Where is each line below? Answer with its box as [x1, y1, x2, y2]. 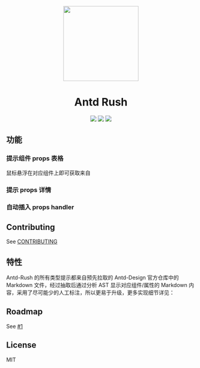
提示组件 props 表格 [6, 154, 64, 163]
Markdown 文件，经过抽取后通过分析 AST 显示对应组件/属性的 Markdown [6, 282, 188, 289]
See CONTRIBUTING [6, 238, 58, 246]
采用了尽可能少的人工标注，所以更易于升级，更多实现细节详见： [16, 289, 175, 297]
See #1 [6, 322, 23, 330]
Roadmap [6, 307, 43, 317]
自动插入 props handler [6, 203, 74, 211]
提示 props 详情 [6, 186, 52, 194]
